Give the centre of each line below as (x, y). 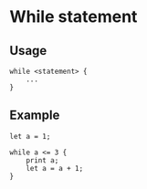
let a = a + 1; (55, 168)
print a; (42, 160)
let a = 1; (30, 136)
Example (35, 115)
